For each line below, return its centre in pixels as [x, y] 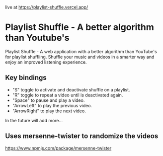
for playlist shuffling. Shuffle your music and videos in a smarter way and [80, 57]
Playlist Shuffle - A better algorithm [80, 27]
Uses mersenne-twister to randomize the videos [82, 136]
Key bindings [26, 78]
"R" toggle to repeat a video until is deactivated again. [68, 95]
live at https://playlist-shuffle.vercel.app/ [47, 7]
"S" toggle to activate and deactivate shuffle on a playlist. [71, 89]
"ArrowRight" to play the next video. [49, 111]
